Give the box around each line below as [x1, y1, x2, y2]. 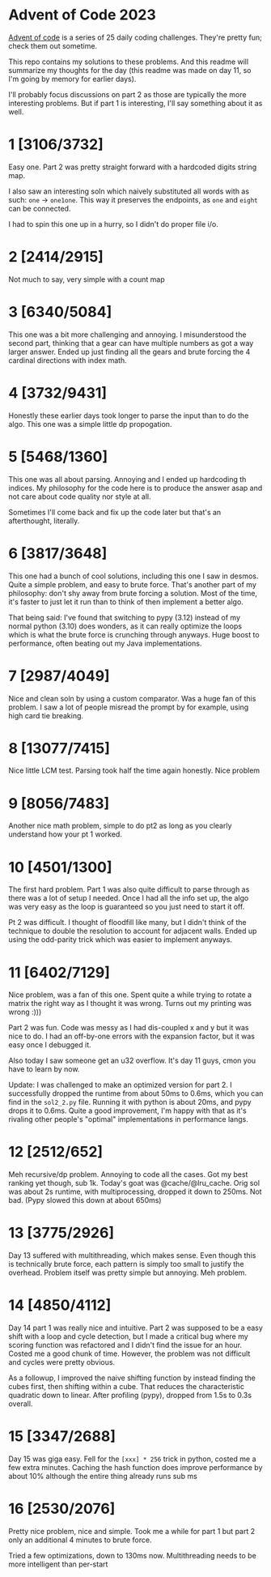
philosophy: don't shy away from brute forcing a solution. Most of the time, [8, 588, 257, 598]
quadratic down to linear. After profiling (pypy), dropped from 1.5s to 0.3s [8, 1391, 252, 1400]
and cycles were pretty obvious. [8, 1357, 116, 1367]
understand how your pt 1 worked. [8, 829, 123, 839]
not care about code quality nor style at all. [8, 492, 151, 501]
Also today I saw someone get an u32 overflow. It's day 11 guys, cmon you [8, 1055, 256, 1066]
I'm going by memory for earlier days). [8, 74, 137, 83]
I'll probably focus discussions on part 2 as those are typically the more [8, 89, 247, 99]
